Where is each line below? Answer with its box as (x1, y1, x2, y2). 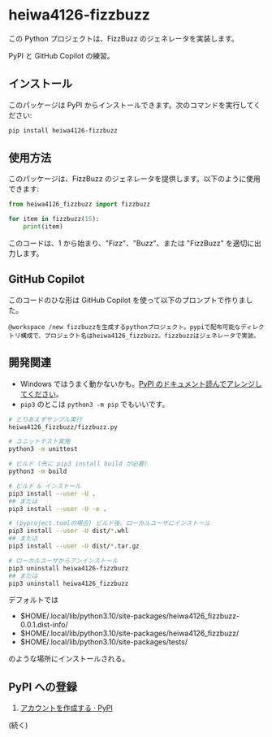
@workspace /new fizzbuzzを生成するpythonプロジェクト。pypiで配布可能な (8, 323, 241, 331)
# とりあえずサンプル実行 (8, 415, 83, 423)
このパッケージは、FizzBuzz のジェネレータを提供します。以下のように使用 (8, 174, 261, 184)
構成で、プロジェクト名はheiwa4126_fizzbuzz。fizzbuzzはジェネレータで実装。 (19, 332, 260, 340)
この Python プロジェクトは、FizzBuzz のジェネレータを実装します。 (8, 33, 239, 43)
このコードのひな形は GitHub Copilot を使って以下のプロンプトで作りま (8, 295, 246, 305)
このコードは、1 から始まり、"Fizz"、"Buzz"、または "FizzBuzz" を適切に (8, 238, 255, 249)
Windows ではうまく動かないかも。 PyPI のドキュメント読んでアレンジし (19, 379, 262, 388)
